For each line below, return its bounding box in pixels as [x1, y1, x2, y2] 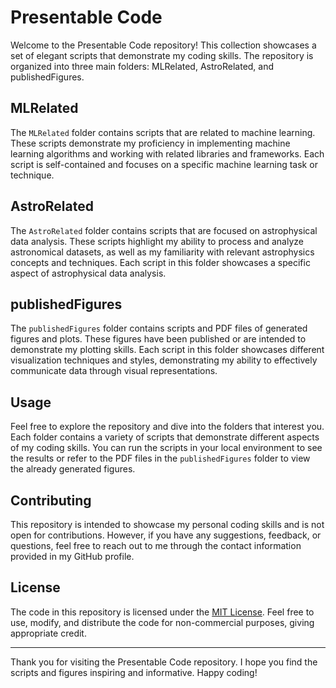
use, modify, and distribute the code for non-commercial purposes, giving [10, 616, 315, 628]
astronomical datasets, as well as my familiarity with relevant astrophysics [10, 246, 315, 258]
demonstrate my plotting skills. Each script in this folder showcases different [10, 344, 325, 356]
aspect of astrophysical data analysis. [10, 267, 167, 279]
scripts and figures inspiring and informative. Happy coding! [10, 666, 258, 678]
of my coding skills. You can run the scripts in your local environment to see [10, 442, 323, 454]
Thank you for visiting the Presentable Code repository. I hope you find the [10, 656, 318, 668]
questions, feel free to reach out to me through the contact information [10, 540, 302, 551]
